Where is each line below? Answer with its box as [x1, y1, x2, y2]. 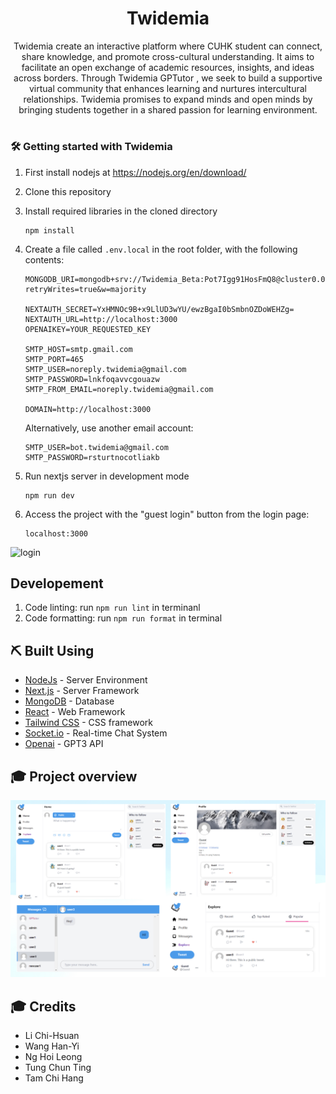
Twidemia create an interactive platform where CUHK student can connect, [13, 40, 323, 52]
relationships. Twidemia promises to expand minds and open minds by [23, 93, 313, 105]
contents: [24, 253, 65, 266]
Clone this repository [24, 185, 112, 197]
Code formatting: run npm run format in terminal [24, 612, 223, 624]
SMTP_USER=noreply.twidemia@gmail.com [24, 364, 187, 374]
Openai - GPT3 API [24, 738, 104, 750]
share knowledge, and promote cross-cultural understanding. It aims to [21, 50, 315, 62]
